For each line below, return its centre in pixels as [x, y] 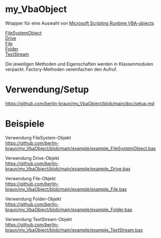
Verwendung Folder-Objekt [33, 199]
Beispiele [25, 124]
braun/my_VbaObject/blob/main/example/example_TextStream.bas [74, 230]
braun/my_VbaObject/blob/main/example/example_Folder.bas [69, 209]
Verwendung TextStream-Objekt [39, 219]
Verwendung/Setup [47, 90]
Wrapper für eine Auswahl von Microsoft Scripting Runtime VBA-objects [80, 23]
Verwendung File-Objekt [31, 178]
